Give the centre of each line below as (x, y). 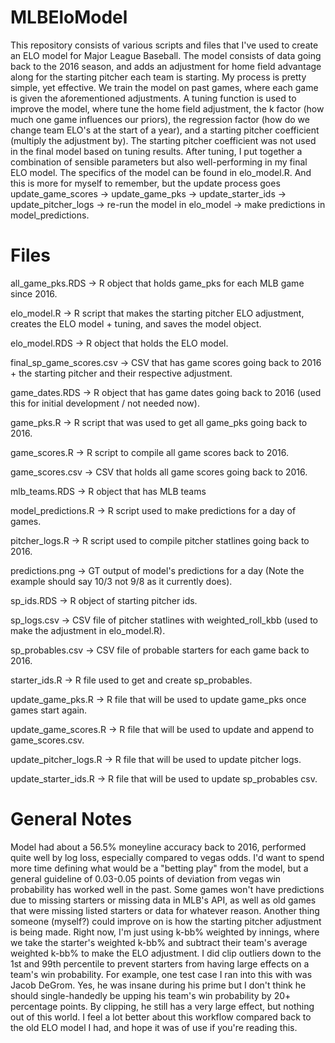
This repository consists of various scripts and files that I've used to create (164, 45)
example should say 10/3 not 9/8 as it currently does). (121, 581)
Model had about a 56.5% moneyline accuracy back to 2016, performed (158, 847)
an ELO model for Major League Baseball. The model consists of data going (166, 55)
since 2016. (34, 293)
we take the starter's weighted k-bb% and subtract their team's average (159, 942)
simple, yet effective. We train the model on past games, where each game (164, 87)
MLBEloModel (69, 17)
